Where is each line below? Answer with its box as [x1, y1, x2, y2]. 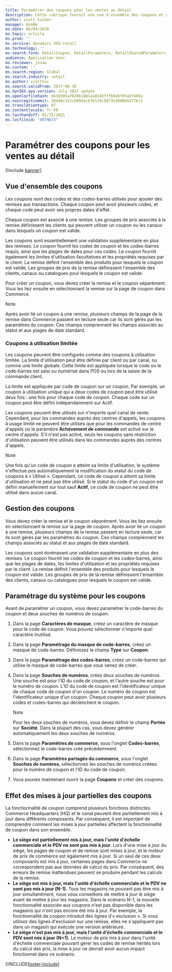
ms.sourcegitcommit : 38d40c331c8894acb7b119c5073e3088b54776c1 [5, 98, 143, 103]
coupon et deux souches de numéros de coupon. [5, 611, 109, 617]
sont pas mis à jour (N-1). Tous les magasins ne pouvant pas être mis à [12, 886, 164, 892]
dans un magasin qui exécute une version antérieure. [12, 924, 125, 930]
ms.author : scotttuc [5, 79, 50, 84]
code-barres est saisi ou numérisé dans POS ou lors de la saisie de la [5, 368, 152, 374]
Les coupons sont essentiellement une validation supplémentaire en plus [5, 237, 159, 244]
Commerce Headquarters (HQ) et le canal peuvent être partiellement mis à [5, 810, 163, 817]
